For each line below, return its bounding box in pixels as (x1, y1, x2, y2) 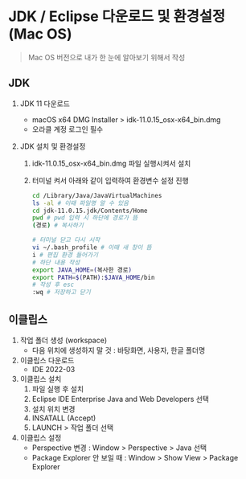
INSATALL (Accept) (31, 413, 96, 423)
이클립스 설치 (19, 374, 62, 383)
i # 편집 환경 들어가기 (31, 251, 99, 259)
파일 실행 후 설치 (31, 383, 84, 394)
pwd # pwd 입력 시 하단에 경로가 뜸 (31, 214, 138, 222)
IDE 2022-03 (31, 364, 76, 374)
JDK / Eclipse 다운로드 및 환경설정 (8, 7, 226, 26)
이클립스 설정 (19, 432, 62, 442)
